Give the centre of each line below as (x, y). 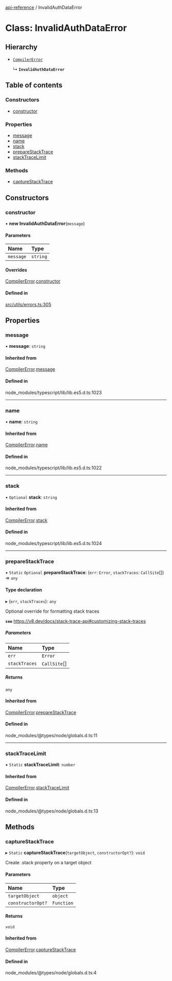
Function (63, 903)
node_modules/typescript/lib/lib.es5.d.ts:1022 (53, 468)
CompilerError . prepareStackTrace (41, 712)
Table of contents (34, 85)
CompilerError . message (30, 369)
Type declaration (24, 590)
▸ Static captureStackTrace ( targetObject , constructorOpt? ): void (75, 853)
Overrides (16, 270)
